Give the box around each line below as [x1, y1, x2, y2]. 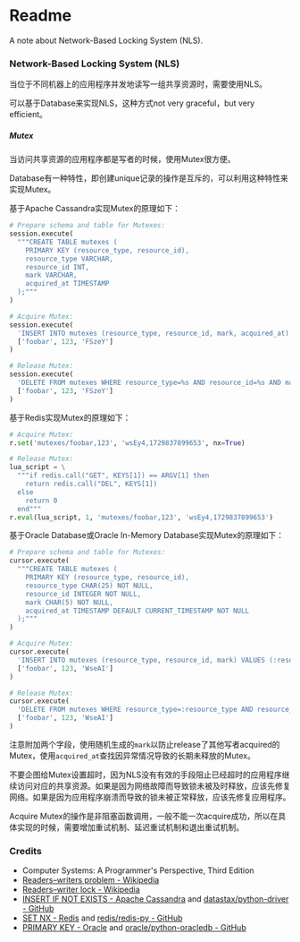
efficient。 [9, 109, 47, 120]
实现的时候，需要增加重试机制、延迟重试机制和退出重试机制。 [16, 821, 244, 833]
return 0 [25, 496, 58, 505]
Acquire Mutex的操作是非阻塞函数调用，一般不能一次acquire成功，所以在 [9, 810, 279, 821]
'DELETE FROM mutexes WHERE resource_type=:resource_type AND [17, 705, 254, 715]
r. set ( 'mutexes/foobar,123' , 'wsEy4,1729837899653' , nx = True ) [9, 438, 246, 448]
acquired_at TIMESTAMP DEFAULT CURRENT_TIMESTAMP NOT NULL [25, 606, 250, 615]
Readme [9, 5, 72, 26]
